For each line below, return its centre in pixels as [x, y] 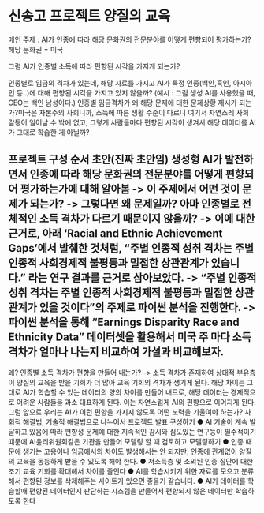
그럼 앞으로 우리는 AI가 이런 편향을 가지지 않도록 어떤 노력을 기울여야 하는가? [126, 412]
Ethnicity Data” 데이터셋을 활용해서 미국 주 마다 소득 [130, 337]
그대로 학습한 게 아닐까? [53, 132]
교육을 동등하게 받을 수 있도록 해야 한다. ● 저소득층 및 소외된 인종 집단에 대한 [135, 461]
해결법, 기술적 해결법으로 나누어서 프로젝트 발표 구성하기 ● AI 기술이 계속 [135, 421]
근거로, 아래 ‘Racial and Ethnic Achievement [115, 234]
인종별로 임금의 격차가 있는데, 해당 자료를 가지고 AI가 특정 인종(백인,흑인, [120, 83]
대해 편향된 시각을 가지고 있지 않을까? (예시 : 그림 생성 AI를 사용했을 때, [147, 92]
